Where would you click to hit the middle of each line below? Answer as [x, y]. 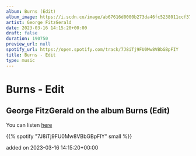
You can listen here [29, 125]
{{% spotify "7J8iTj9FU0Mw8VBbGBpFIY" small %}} [69, 136]
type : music [20, 60]
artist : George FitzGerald [39, 22]
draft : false [22, 33]
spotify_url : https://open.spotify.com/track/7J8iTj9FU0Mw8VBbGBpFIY [92, 50]
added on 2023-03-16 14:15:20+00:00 [52, 147]
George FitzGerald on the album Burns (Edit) [88, 111]
